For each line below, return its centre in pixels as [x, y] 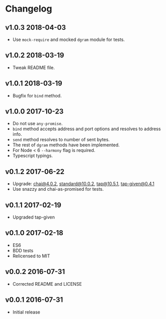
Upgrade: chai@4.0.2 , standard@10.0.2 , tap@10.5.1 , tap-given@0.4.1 [83, 184]
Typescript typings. [32, 156]
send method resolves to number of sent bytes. [61, 140]
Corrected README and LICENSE [47, 284]
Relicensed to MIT [31, 256]
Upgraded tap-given [34, 217]
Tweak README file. [34, 67]
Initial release [26, 312]
